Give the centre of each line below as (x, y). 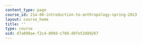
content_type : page (26, 10)
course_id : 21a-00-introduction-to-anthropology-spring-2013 (71, 15)
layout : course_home (27, 19)
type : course (19, 29)
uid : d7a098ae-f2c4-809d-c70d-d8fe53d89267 (52, 33)
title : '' (16, 24)
